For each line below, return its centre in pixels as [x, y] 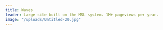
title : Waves [19, 10]
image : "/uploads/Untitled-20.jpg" [43, 19]
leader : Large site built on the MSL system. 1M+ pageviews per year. [82, 15]
